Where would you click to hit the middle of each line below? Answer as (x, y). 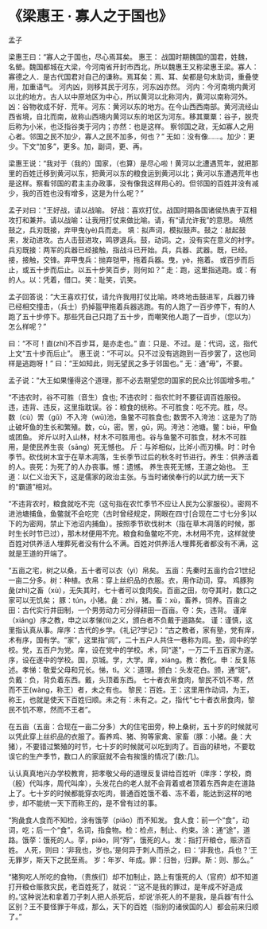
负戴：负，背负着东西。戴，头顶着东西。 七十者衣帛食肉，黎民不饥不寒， (128, 679)
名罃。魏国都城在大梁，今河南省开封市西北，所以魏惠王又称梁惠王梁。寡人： (133, 66)
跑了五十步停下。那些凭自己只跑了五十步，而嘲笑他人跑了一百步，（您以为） (132, 316)
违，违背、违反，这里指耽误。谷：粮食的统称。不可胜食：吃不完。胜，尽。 (130, 407)
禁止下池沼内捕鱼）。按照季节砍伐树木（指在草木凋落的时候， (149, 523)
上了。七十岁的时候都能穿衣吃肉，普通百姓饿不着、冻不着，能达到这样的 (126, 793)
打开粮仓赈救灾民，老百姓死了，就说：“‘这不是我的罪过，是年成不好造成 (126, 886)
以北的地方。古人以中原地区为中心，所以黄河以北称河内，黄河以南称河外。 (130, 96)
